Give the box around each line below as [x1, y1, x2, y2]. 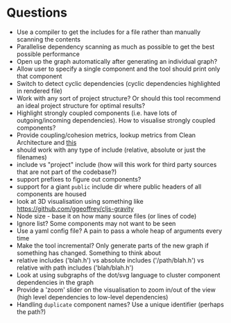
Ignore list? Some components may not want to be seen [16, 219, 176, 227]
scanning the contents [16, 35, 81, 43]
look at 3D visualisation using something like [16, 197, 144, 205]
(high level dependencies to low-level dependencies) [16, 293, 169, 301]
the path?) [16, 307, 46, 316]
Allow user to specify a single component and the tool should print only [16, 64, 221, 73]
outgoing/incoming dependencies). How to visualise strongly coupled [16, 116, 216, 124]
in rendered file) [16, 87, 63, 95]
